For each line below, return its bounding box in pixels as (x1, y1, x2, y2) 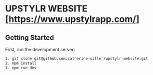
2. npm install (5, 61, 37, 66)
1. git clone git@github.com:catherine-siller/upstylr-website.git (5, 56, 149, 61)
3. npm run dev (5, 65, 37, 70)
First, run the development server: (5, 47, 75, 52)
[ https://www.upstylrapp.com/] (5, 13, 140, 25)
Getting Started (5, 33, 54, 42)
